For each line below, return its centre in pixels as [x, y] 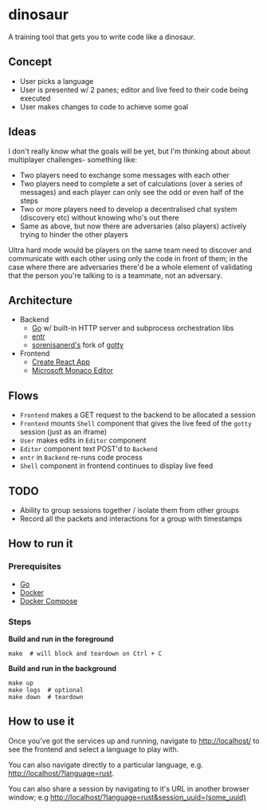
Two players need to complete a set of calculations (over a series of [131, 183]
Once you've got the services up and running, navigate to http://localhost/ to [134, 741]
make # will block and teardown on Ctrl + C [85, 653]
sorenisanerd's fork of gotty [78, 345]
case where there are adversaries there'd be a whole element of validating [130, 267]
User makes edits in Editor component [83, 440]
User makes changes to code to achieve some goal [104, 106]
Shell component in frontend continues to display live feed [116, 466]
